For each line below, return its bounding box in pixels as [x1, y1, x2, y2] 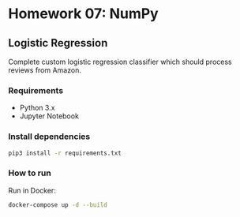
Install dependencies [8, 131, 91, 142]
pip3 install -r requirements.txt [8, 149, 122, 157]
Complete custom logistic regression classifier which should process [8, 57, 232, 66]
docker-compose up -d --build [8, 200, 108, 209]
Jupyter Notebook [19, 111, 79, 121]
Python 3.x [19, 103, 55, 113]
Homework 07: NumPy [8, 5, 159, 23]
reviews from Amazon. [8, 65, 81, 75]
